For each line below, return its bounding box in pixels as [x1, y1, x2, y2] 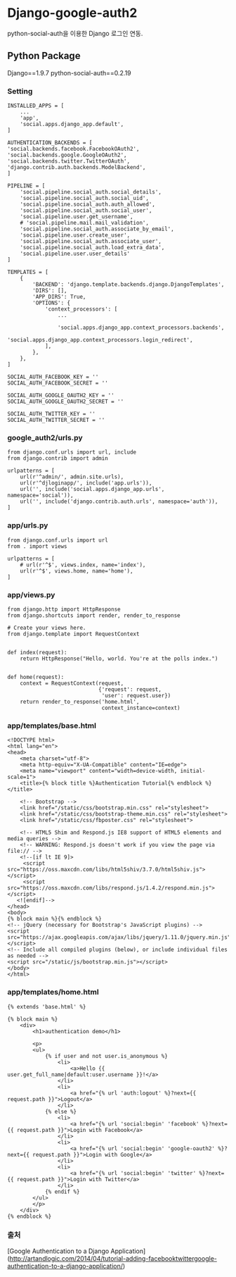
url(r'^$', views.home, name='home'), [20, 567, 133, 575]
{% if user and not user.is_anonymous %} [44, 1052, 169, 1059]
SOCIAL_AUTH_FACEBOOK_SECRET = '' [7, 380, 109, 387]
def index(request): [7, 649, 68, 656]
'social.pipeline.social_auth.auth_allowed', [20, 201, 156, 208]
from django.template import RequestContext [7, 630, 140, 637]
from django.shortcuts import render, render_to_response [7, 611, 181, 619]
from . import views [7, 542, 68, 550]
